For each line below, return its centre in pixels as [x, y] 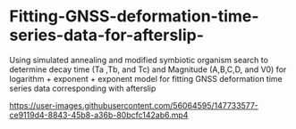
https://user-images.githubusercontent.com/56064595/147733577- [134, 105]
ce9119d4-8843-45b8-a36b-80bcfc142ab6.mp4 [99, 115]
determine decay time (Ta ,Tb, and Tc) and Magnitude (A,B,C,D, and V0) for [148, 69]
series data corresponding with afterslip [83, 88]
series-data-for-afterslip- [106, 35]
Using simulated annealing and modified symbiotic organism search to [139, 60]
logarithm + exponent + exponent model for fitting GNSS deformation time [146, 78]
